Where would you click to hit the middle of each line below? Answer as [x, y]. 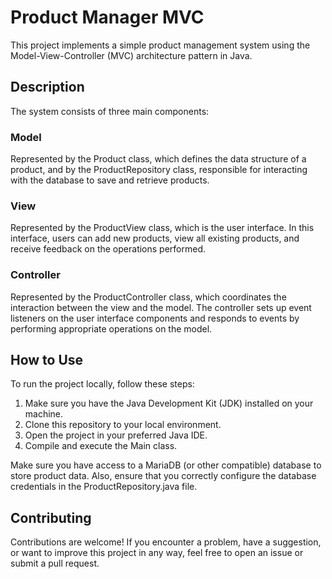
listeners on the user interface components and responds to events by [155, 318]
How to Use [47, 360]
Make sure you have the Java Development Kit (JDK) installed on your [169, 403]
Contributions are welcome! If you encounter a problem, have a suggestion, [166, 542]
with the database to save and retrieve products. [110, 180]
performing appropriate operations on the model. [111, 328]
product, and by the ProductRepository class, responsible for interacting [159, 170]
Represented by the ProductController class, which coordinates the [148, 297]
